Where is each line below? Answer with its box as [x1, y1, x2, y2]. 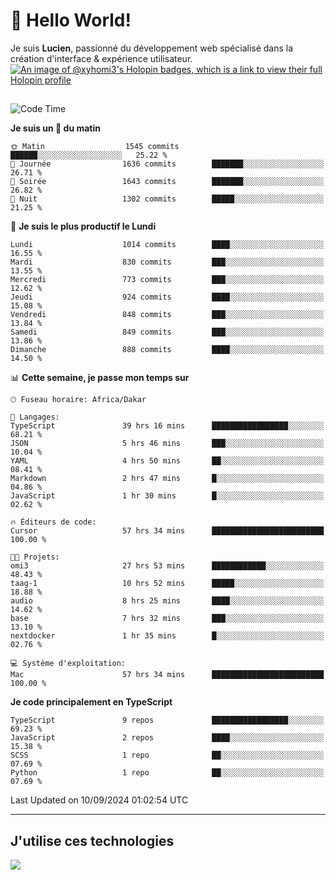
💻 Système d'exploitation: [10, 659, 127, 669]
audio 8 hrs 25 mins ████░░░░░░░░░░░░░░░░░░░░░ [10, 596, 325, 606]
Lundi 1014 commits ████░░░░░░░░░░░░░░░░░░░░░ [10, 240, 325, 250]
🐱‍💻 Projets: [10, 552, 60, 563]
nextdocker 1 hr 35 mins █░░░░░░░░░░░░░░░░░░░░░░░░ [10, 631, 325, 641]
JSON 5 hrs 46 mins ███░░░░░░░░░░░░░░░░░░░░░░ [10, 439, 325, 449]
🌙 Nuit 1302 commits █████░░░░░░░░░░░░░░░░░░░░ [10, 194, 325, 204]
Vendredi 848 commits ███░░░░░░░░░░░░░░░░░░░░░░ [10, 310, 325, 320]
